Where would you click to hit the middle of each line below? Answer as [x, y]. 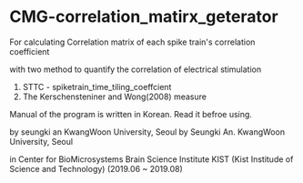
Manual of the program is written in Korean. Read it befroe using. [131, 114]
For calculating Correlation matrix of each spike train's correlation [132, 42]
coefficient [30, 51]
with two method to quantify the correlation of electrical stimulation [136, 69]
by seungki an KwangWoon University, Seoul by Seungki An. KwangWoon [147, 132]
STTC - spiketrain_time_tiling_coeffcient [97, 86]
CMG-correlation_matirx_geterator [144, 17]
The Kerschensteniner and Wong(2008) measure [115, 97]
